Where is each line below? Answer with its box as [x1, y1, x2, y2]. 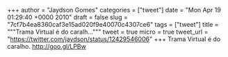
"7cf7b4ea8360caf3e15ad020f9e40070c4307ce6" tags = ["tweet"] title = [7, 21, 219, 28]
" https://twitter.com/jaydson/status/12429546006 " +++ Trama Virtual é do [7, 35, 221, 43]
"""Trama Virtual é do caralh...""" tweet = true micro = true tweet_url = [7, 27, 209, 36]
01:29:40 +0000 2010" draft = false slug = [7, 13, 129, 21]
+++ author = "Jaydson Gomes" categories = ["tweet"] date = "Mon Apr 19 [7, 6, 221, 14]
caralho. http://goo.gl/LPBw [7, 43, 87, 50]
